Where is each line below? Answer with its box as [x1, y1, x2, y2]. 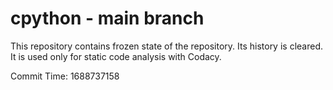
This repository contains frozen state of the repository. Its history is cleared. [10, 40, 323, 52]
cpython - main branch [10, 7, 205, 30]
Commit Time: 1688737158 [10, 70, 120, 82]
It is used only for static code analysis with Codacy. [10, 50, 222, 62]
